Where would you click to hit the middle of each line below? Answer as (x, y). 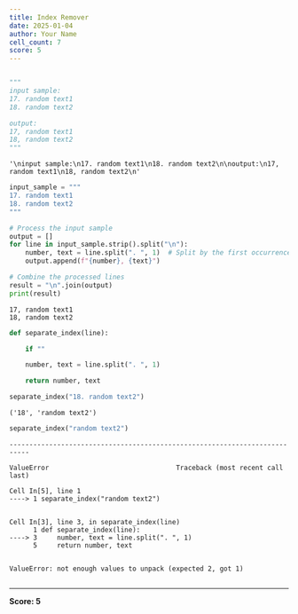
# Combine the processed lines (67, 277)
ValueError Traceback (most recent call (146, 468)
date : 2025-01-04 (41, 26)
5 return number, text (82, 545)
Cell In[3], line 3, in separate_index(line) (94, 522)
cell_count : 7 (35, 42)
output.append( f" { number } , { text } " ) (93, 261)
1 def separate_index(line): (86, 530)
